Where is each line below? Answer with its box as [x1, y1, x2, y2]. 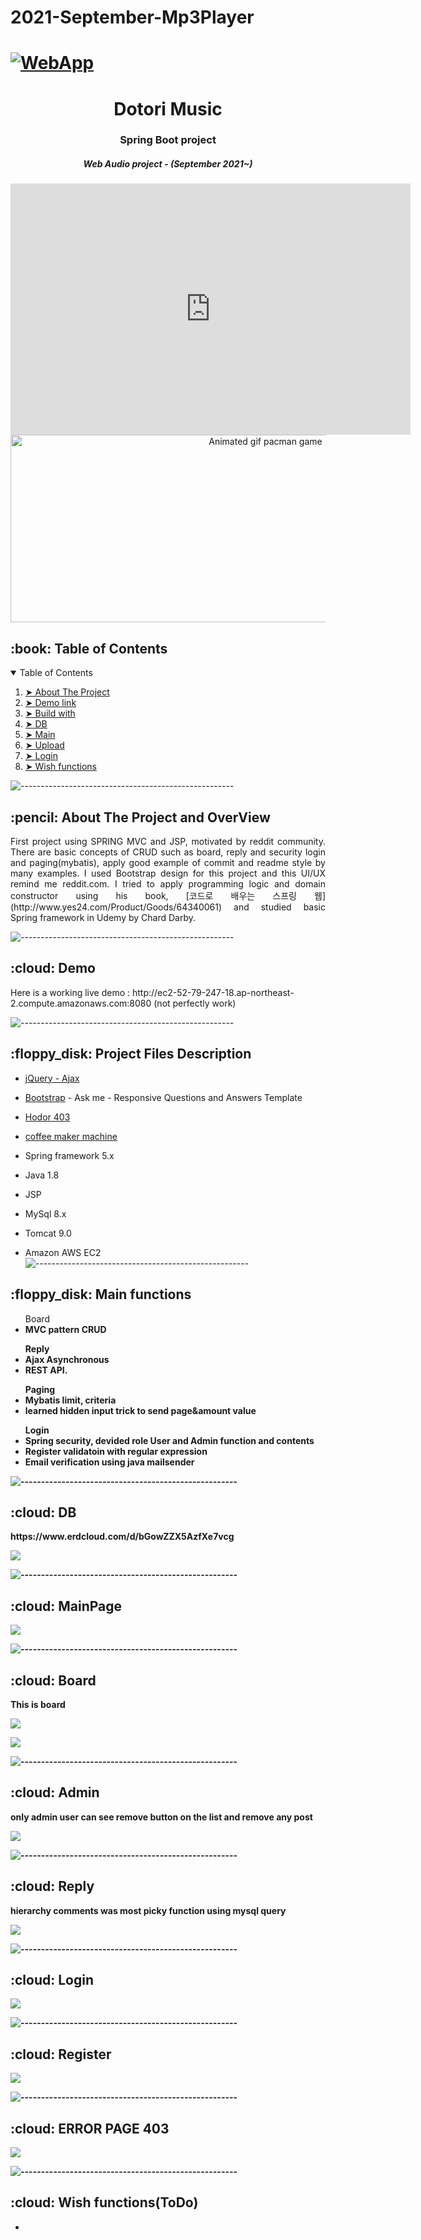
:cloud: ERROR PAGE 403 [10, 2120, 170, 2137]
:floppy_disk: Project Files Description [10, 1046, 252, 1063]
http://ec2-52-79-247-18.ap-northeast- [131, 986, 295, 998]
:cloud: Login [10, 1971, 95, 1988]
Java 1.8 [24, 1169, 60, 1181]
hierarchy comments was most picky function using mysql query [10, 1904, 287, 1916]
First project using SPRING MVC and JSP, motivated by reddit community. [10, 836, 326, 848]
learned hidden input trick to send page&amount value [24, 1404, 257, 1416]
